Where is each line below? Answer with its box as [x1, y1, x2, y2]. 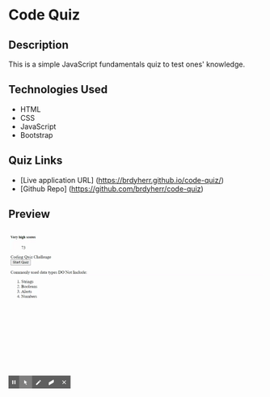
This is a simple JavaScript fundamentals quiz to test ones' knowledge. [8, 59, 245, 69]
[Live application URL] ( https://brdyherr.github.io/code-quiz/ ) [19, 175, 225, 185]
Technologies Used [8, 83, 108, 96]
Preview [8, 207, 51, 221]
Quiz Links [8, 154, 63, 168]
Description [8, 38, 69, 52]
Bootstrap [19, 130, 53, 139]
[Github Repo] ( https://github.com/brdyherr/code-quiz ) [19, 184, 204, 194]
